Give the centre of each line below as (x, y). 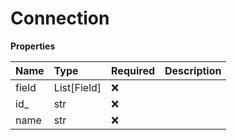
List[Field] (77, 87)
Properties (33, 46)
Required (133, 70)
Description (193, 70)
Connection (60, 18)
